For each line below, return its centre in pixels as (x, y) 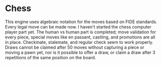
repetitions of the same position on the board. (51, 57)
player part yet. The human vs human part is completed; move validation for (81, 32)
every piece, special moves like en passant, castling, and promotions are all (80, 37)
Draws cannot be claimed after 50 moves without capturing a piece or (75, 47)
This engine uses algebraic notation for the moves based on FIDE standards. (81, 22)
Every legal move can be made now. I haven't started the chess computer (78, 26)
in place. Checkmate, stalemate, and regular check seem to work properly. (79, 42)
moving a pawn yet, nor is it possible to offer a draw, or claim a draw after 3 (80, 52)
